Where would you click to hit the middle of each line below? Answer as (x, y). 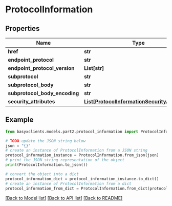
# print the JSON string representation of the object (65, 160)
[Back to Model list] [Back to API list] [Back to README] (64, 198)
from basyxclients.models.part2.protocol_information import (72, 132)
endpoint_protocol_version (41, 68)
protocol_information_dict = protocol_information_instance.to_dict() (82, 179)
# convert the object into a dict (42, 174)
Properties (23, 29)
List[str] (94, 68)
